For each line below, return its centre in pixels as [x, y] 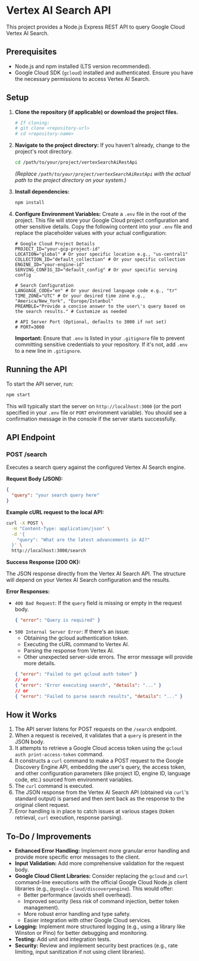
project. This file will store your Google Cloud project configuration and [102, 220]
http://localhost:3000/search [49, 551]
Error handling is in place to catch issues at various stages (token [95, 811]
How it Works [31, 715]
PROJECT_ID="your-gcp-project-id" [57, 249]
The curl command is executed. [54, 786]
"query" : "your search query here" [56, 495]
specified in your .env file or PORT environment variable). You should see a [97, 412]
